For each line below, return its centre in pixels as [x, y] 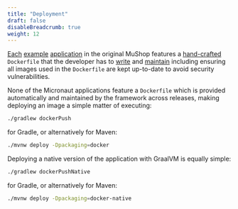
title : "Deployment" [38, 14]
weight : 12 [23, 34]
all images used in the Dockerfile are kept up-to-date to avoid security [111, 69]
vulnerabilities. [29, 77]
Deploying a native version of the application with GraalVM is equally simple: [119, 159]
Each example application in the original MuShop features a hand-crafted [114, 54]
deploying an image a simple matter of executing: [80, 106]
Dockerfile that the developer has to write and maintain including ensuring [117, 62]
